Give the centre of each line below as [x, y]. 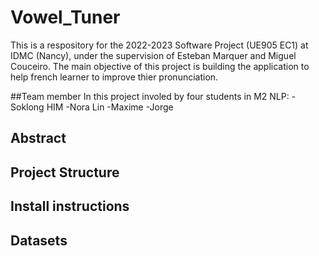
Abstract [38, 138]
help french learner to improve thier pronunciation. [114, 77]
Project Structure [65, 172]
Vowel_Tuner [65, 17]
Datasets [39, 240]
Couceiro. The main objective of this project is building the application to [160, 66]
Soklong [27, 107]
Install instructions [70, 206]
